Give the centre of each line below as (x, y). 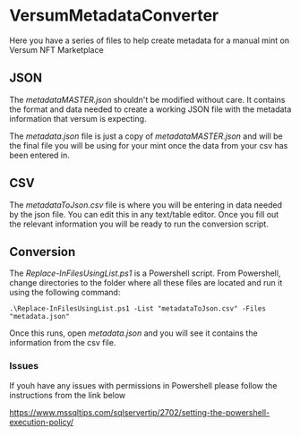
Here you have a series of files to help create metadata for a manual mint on (149, 40)
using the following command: (65, 293)
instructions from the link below (68, 395)
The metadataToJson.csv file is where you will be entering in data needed (146, 205)
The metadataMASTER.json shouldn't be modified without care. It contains (147, 99)
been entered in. (39, 155)
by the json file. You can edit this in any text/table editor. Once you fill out (144, 214)
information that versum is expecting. (78, 118)
